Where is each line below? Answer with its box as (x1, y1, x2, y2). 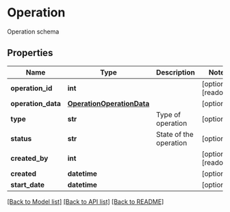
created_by (10, 153, 49, 163)
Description (156, 67, 195, 77)
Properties (7, 47, 53, 59)
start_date (10, 180, 45, 189)
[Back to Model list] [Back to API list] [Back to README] (7, 197, 164, 206)
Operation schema (7, 27, 60, 36)
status (10, 133, 32, 143)
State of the (156, 129, 194, 139)
